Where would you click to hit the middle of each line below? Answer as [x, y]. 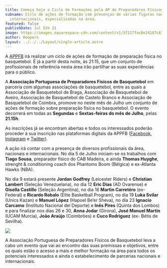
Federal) [14, 195]
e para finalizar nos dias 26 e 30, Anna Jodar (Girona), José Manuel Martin [83, 210]
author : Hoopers [22, 38]
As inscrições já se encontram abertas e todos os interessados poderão [79, 128]
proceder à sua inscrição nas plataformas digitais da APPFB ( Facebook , [79, 133]
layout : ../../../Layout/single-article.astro [54, 42]
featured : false [22, 24]
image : [12, 33]
